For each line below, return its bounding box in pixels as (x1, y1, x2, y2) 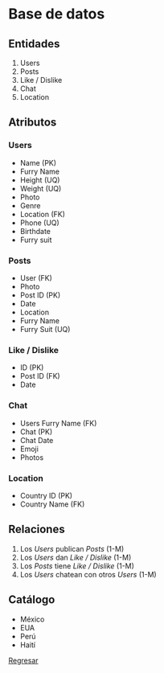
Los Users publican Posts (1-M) (19, 544, 125, 553)
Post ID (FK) (19, 371, 60, 381)
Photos (19, 452, 44, 462)
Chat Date (19, 435, 54, 445)
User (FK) (19, 273, 52, 282)
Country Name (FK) (19, 499, 85, 509)
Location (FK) (19, 209, 66, 219)
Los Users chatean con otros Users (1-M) (19, 569, 157, 579)
